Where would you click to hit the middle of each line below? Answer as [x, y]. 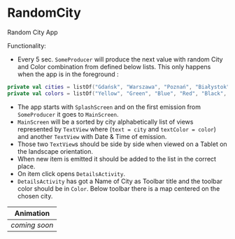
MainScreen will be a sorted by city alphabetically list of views [105, 122]
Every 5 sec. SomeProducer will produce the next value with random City [120, 59]
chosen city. [35, 196]
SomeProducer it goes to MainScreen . [68, 114]
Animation [32, 213]
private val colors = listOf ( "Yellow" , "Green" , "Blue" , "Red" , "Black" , [117, 93]
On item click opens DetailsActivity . [71, 173]
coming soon [32, 225]
